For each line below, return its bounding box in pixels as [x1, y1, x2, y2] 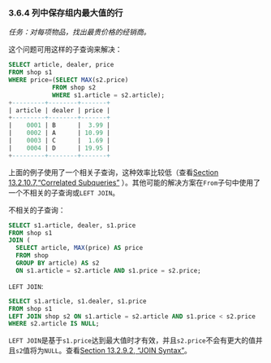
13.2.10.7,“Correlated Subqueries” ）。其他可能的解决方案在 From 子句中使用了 [8, 177, 261, 187]
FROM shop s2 [51, 83, 96, 91]
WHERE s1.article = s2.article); [51, 91, 165, 99]
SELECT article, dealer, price [8, 61, 114, 69]
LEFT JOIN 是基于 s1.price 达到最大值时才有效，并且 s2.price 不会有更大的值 [8, 335, 256, 345]
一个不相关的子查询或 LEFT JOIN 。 [8, 187, 120, 197]
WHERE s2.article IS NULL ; [8, 320, 100, 328]
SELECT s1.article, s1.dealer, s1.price [8, 297, 148, 305]
